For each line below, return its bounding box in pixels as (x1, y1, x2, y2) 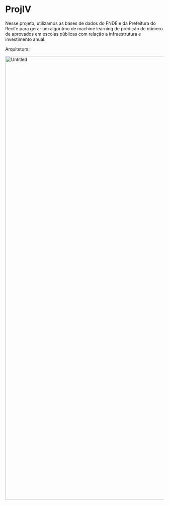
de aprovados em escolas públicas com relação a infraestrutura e (5, 31, 141, 37)
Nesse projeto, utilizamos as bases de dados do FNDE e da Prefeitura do (5, 20, 156, 26)
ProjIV (5, 4, 32, 15)
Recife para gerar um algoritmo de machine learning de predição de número (5, 25, 163, 31)
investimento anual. (5, 36, 46, 42)
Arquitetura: (5, 46, 30, 52)
